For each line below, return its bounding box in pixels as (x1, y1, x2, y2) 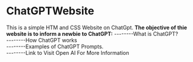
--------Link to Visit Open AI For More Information (6, 49, 129, 56)
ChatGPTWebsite (6, 4, 95, 18)
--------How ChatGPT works (6, 36, 77, 44)
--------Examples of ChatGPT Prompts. (6, 43, 104, 50)
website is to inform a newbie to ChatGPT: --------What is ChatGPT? (6, 30, 179, 37)
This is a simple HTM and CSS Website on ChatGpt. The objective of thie (6, 24, 188, 31)
